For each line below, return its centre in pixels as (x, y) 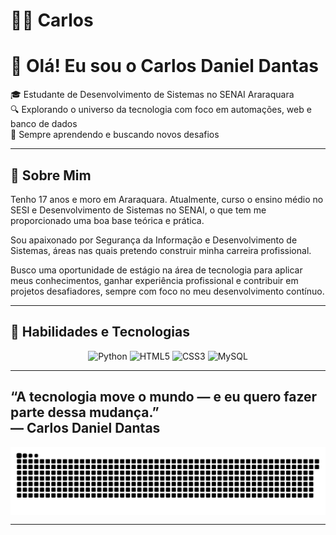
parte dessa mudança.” (85, 412)
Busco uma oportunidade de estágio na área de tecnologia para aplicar (156, 270)
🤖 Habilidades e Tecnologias (100, 332)
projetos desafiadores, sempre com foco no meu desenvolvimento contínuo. (167, 291)
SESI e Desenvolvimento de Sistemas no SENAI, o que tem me (138, 210)
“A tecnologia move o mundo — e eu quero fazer (164, 397)
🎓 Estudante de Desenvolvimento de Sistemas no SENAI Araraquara (152, 95)
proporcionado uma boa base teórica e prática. (107, 220)
